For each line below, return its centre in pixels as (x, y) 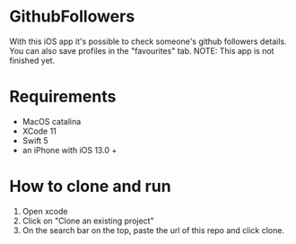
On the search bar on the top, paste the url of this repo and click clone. (153, 230)
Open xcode (45, 211)
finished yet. (32, 60)
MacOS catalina (52, 121)
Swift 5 (35, 140)
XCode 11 (39, 131)
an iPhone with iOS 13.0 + (70, 150)
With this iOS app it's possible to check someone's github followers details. (148, 41)
